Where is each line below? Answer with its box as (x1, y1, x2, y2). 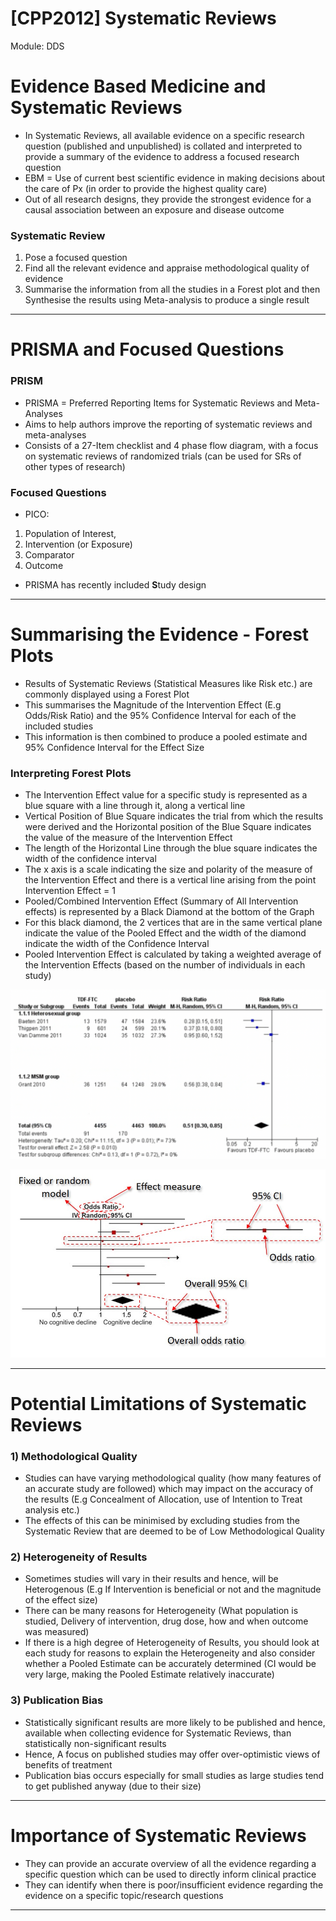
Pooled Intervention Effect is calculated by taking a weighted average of (24, 948, 322, 961)
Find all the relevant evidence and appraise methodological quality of (24, 262, 310, 274)
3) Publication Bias (10, 1693, 104, 1707)
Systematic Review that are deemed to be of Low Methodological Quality (24, 1525, 325, 1537)
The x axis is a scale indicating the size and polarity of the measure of (24, 863, 313, 876)
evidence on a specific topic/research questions (24, 1889, 224, 1901)
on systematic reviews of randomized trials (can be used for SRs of (24, 450, 302, 462)
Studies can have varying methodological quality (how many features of (24, 1472, 322, 1484)
